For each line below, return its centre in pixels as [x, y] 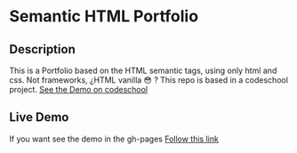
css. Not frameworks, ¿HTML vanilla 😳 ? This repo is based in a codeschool [149, 80]
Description [42, 49]
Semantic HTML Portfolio [104, 16]
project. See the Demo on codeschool [79, 89]
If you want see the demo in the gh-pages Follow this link [114, 139]
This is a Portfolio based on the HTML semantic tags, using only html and [143, 70]
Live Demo [39, 117]
